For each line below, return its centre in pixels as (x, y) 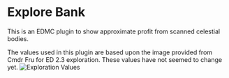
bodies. (18, 38)
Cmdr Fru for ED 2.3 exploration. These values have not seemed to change (114, 59)
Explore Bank (46, 12)
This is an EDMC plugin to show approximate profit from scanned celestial (114, 31)
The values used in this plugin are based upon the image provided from (110, 52)
